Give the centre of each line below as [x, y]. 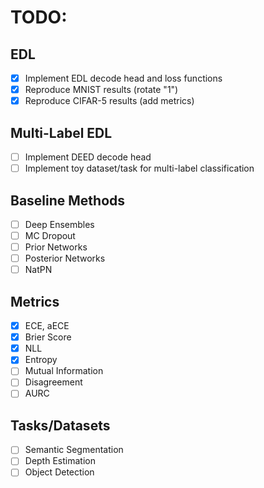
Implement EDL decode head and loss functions [123, 78]
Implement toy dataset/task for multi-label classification [139, 168]
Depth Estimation [60, 461]
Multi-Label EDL [61, 132]
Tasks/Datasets [60, 425]
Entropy [41, 360]
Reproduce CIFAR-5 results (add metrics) [109, 101]
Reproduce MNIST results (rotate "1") [101, 90]
